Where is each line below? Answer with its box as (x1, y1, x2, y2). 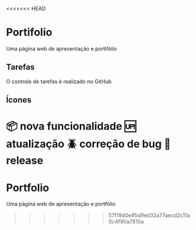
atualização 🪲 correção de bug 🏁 (6, 137, 171, 151)
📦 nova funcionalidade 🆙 (6, 120, 137, 133)
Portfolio (6, 181, 49, 194)
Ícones (6, 95, 32, 105)
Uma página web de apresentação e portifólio (6, 45, 117, 52)
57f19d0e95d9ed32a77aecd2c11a (108, 212, 190, 219)
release (6, 154, 44, 167)
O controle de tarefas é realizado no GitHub (6, 78, 112, 85)
